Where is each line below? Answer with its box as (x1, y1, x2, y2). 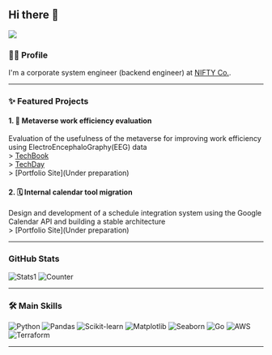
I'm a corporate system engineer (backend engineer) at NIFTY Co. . (8, 68, 232, 78)
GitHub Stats (8, 253, 60, 264)
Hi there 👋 (8, 8, 59, 22)
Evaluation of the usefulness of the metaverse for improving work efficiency (8, 134, 261, 143)
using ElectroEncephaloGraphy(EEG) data (8, 143, 147, 152)
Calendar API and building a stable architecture (8, 216, 166, 227)
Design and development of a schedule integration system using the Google (8, 208, 261, 218)
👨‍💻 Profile (8, 49, 49, 61)
